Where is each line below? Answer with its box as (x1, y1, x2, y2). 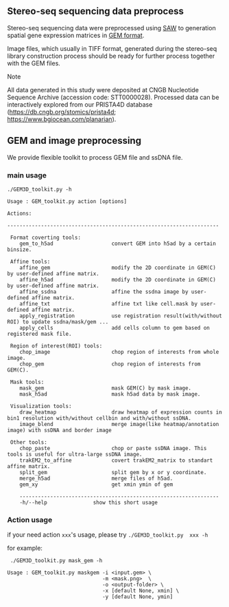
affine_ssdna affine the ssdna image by (19, 288, 189, 295)
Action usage (7, 515, 53, 524)
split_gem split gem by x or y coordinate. (19, 469, 207, 476)
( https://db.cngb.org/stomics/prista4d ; (7, 107, 117, 116)
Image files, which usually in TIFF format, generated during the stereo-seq (7, 44, 217, 52)
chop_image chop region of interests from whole (19, 348, 219, 355)
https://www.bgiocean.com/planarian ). (7, 115, 117, 123)
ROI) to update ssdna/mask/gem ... (7, 318, 109, 326)
